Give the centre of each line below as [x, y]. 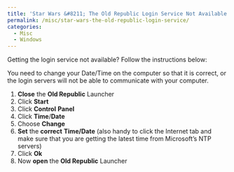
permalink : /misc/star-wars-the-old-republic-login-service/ [98, 20]
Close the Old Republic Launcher [66, 94]
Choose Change [41, 124]
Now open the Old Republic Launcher [72, 161]
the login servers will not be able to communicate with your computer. [108, 80]
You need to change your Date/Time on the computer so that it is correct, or [117, 73]
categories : [25, 27]
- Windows [28, 40]
